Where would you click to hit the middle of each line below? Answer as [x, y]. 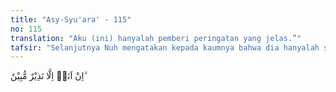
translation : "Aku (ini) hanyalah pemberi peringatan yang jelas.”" [156, 38]
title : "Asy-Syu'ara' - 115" [71, 19]
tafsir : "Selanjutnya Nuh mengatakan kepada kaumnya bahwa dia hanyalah [165, 47]
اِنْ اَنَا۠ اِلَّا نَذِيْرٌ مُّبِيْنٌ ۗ [48, 76]
